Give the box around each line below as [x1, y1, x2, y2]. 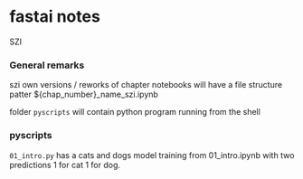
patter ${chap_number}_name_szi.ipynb [9, 89, 158, 100]
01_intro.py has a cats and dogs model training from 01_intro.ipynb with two [9, 149, 295, 160]
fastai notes [9, 6, 101, 27]
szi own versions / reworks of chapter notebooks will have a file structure [9, 80, 283, 90]
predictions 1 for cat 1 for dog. [9, 159, 120, 170]
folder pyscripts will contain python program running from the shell [9, 107, 260, 118]
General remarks [9, 59, 85, 71]
